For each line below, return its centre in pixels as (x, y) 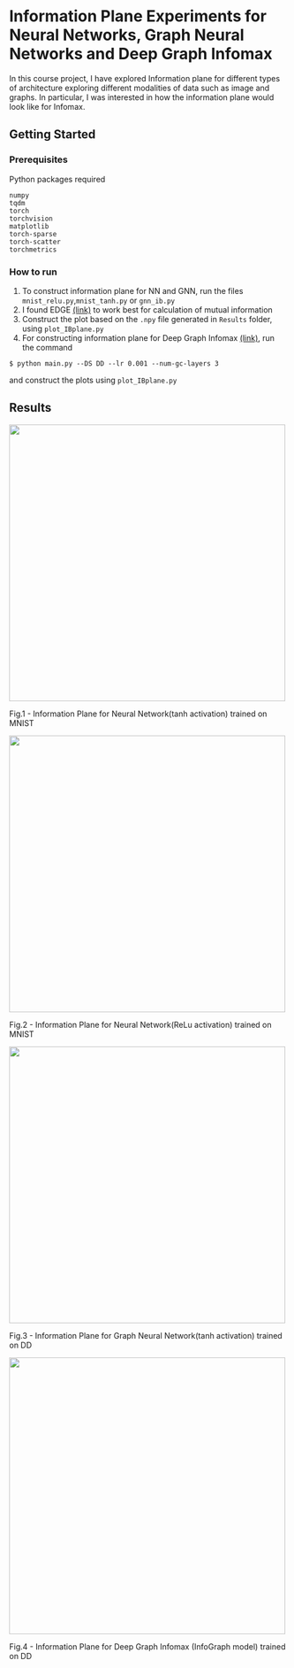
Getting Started (53, 135)
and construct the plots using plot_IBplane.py (93, 380)
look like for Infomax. (47, 106)
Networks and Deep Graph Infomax (141, 54)
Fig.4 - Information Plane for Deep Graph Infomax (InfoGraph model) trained (147, 1646)
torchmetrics (33, 250)
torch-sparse (33, 234)
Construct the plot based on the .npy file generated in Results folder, (147, 319)
